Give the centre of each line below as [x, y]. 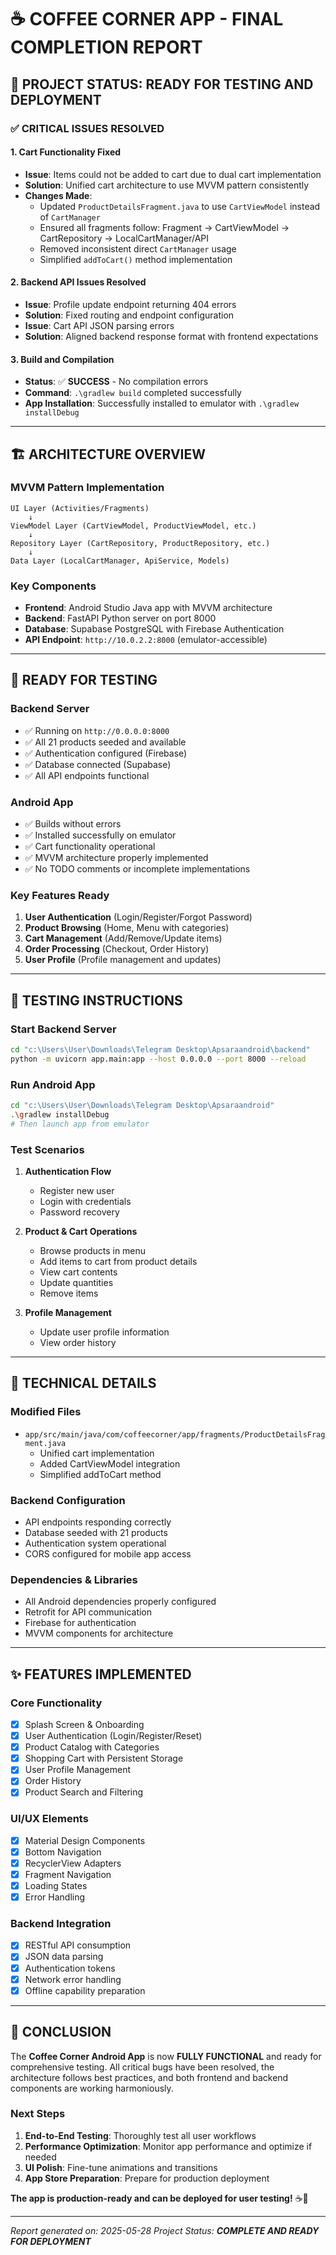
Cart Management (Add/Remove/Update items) [123, 938]
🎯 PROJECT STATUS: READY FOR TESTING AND [162, 84]
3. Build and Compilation [62, 359]
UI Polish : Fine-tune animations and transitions [121, 2167]
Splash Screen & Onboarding [84, 1724]
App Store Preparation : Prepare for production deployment [147, 2178]
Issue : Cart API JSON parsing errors [99, 325]
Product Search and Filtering [84, 1792]
